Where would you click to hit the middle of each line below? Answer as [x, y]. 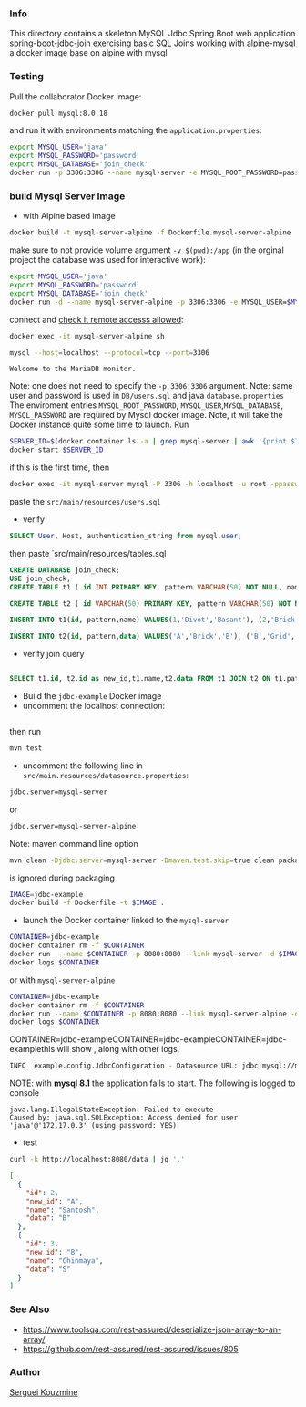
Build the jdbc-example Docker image [92, 696]
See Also [30, 1309]
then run [25, 732]
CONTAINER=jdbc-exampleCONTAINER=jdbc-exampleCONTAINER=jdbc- [148, 1039]
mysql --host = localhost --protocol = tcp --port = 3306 [109, 353]
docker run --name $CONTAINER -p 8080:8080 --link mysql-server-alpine [148, 1014]
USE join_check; [40, 578]
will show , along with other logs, [118, 1049]
